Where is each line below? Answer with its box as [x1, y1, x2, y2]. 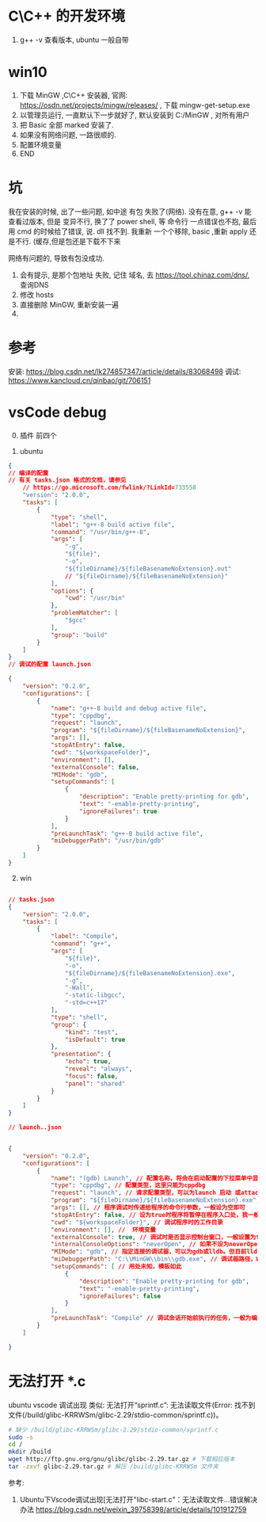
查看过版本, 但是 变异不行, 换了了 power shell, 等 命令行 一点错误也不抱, [8, 216, 241, 226]
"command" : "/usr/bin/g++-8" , [50, 528, 150, 536]
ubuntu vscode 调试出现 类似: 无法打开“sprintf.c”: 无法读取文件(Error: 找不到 [8, 1400, 256, 1409]
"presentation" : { [50, 1051, 112, 1059]
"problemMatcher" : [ [50, 609, 119, 617]
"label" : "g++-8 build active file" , [50, 521, 176, 528]
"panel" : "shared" [64, 1079, 126, 1088]
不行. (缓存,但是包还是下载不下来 [14, 236, 121, 246]
